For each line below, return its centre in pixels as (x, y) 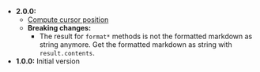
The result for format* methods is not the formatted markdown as (146, 36)
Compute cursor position (68, 20)
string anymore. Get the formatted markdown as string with (136, 45)
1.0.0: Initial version (48, 61)
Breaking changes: (59, 28)
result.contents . (67, 53)
